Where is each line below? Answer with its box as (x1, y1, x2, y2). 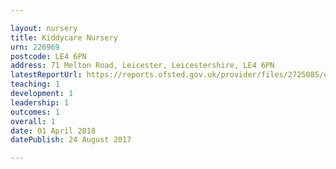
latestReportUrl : (10, 70, 83, 80)
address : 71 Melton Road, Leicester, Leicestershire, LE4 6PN (10, 61, 275, 71)
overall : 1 (10, 116, 56, 126)
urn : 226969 (10, 42, 60, 52)
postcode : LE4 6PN (10, 51, 87, 61)
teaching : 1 (10, 79, 60, 90)
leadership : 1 (10, 97, 70, 108)
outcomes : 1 (10, 107, 60, 117)
